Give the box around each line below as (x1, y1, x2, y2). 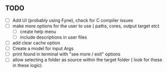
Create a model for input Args (12, 45, 74, 51)
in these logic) (12, 62, 42, 68)
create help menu (19, 28, 56, 34)
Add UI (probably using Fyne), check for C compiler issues (12, 17, 133, 23)
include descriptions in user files (19, 34, 87, 40)
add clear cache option (12, 40, 60, 46)
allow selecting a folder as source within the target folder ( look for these (12, 57, 162, 63)
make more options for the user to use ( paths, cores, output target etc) (12, 22, 159, 29)
